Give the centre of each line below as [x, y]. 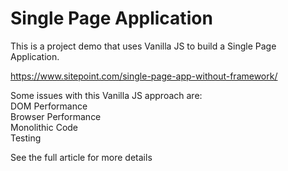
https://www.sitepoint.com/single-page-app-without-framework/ [144, 76]
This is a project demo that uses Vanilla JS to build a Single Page [143, 46]
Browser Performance [56, 116]
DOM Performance [49, 106]
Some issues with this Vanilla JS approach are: [106, 95]
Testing [26, 138]
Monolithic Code [44, 127]
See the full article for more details [81, 157]
